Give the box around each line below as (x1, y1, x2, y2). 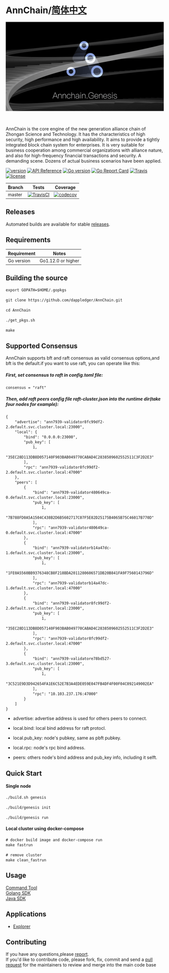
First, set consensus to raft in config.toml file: (6, 372, 103, 378)
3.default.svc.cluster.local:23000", (6, 661, 85, 666)
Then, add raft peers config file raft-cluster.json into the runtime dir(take (6, 396, 161, 402)
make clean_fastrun (6, 857, 47, 863)
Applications (6, 910, 47, 919)
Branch (8, 184, 24, 190)
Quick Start (6, 769, 42, 778)
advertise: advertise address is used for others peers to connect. (13, 716, 147, 722)
